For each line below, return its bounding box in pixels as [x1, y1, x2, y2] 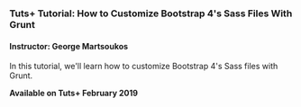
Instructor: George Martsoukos [9, 40, 129, 51]
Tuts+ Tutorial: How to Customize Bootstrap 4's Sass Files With [9, 7, 293, 20]
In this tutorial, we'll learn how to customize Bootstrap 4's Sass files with [9, 61, 278, 72]
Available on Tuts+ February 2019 [9, 88, 138, 99]
